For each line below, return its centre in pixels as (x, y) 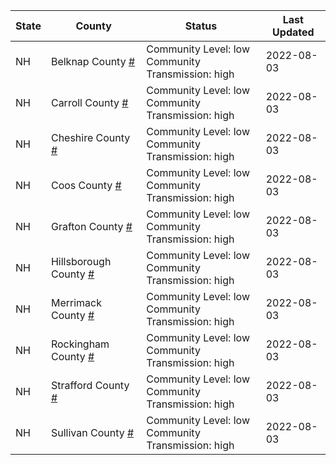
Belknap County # (93, 61)
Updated (293, 32)
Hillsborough (81, 261)
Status (201, 26)
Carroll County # (89, 102)
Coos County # (86, 185)
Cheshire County (90, 137)
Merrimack (76, 302)
